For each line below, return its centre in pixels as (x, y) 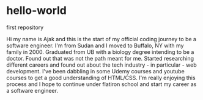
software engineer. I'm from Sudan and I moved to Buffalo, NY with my (95, 45)
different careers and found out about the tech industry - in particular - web (102, 65)
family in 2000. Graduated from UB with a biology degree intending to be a (100, 52)
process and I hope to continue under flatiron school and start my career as (102, 84)
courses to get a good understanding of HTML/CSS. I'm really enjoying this (101, 78)
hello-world (37, 11)
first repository (25, 27)
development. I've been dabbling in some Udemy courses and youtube (95, 71)
